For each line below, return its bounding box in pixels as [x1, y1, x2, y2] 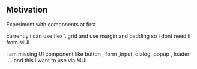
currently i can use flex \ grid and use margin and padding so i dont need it [6, 32, 191, 40]
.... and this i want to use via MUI [6, 56, 87, 64]
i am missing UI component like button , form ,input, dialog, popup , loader [6, 50, 190, 58]
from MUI [6, 38, 30, 46]
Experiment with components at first [6, 20, 96, 28]
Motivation [6, 5, 48, 15]
